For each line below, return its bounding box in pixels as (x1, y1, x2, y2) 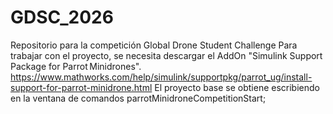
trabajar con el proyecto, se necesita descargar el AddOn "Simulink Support (10, 49, 323, 61)
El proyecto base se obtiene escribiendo (154, 81, 320, 93)
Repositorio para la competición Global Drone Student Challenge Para (10, 39, 298, 51)
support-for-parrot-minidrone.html (10, 81, 153, 93)
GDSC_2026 (10, 6, 114, 29)
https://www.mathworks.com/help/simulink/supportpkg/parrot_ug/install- (10, 71, 313, 83)
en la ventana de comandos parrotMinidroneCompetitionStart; (10, 92, 267, 104)
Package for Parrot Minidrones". (10, 60, 142, 72)
